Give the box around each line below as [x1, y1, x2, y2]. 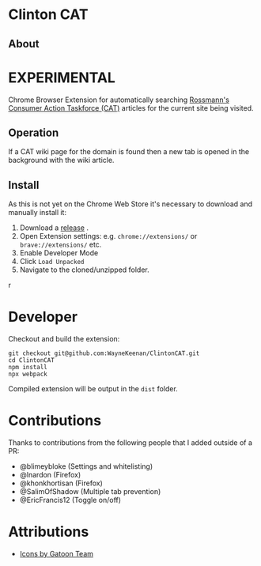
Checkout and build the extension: [8, 334, 120, 344]
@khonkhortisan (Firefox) [19, 478, 103, 488]
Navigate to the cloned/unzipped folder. [19, 265, 150, 274]
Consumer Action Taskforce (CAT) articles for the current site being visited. [8, 103, 255, 112]
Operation [8, 126, 59, 139]
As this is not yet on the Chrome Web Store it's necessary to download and [8, 199, 253, 209]
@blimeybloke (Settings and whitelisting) [19, 462, 153, 471]
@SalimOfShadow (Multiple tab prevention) [19, 487, 161, 496]
